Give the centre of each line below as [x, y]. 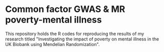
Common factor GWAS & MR [65, 9]
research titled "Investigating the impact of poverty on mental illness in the [82, 39]
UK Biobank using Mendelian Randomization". [53, 44]
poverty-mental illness [53, 20]
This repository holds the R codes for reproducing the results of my [75, 33]
